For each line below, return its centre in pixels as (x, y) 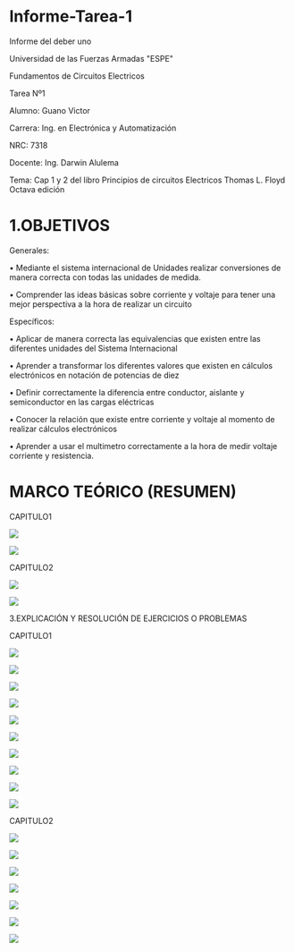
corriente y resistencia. (51, 455)
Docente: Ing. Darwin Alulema (64, 162)
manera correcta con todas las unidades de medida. (105, 277)
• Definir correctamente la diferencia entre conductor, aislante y (127, 392)
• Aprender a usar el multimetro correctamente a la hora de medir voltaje (143, 446)
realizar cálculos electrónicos (63, 429)
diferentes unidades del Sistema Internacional (93, 348)
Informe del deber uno (50, 41)
